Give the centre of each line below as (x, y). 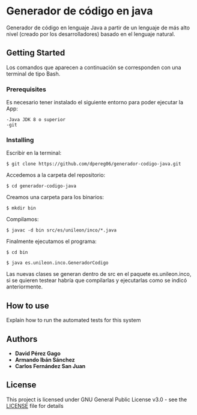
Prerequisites (26, 89)
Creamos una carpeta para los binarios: (55, 197)
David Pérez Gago (38, 353)
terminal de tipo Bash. (33, 74)
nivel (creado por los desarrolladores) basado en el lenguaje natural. (91, 34)
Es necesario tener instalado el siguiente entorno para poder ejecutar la (95, 103)
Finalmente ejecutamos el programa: (52, 242)
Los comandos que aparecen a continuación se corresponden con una (94, 67)
